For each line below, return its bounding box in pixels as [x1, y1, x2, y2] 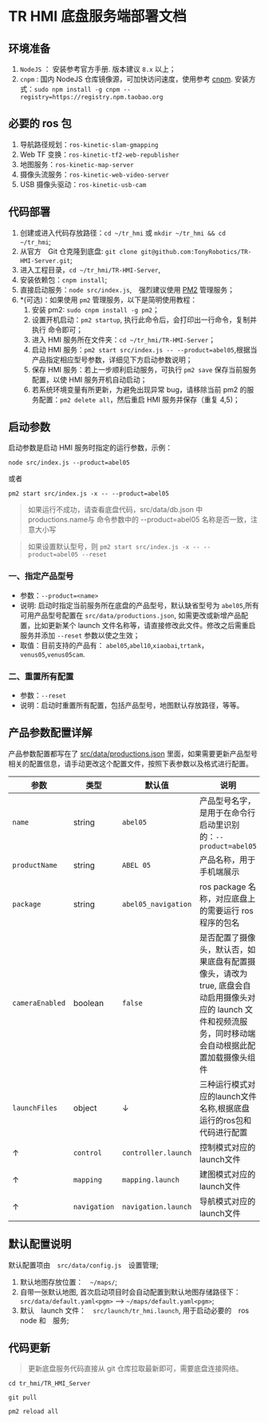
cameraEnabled [12, 998, 66, 1008]
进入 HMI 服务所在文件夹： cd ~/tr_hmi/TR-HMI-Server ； [31, 335, 216, 344]
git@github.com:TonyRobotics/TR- [140, 248, 252, 256]
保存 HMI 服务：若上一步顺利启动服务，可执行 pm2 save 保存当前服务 [31, 364, 257, 374]
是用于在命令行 [199, 807, 256, 818]
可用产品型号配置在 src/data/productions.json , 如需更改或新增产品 [19, 610, 242, 620]
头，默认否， [199, 944, 248, 955]
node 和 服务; [19, 1315, 69, 1325]
